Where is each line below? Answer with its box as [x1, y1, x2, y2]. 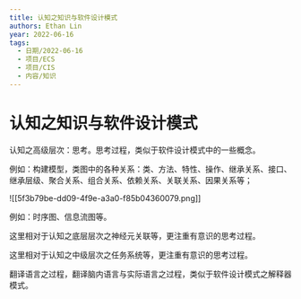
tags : [9, 38, 30, 48]
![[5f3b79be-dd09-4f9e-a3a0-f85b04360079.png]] [9, 192, 202, 203]
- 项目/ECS [17, 55, 56, 64]
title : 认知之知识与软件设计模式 [9, 13, 118, 22]
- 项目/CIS [17, 64, 56, 73]
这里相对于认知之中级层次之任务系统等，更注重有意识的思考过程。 [9, 249, 253, 260]
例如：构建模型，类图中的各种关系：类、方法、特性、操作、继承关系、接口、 [9, 163, 292, 174]
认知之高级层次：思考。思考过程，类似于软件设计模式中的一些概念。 [9, 145, 261, 155]
